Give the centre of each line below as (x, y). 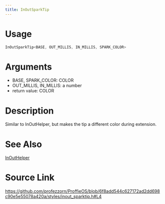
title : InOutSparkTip (27, 10)
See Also (24, 144)
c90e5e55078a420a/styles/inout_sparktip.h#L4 (54, 197)
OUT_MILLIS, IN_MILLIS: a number (47, 86)
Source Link (30, 178)
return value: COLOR (33, 91)
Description (29, 111)
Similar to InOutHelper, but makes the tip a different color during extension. (81, 124)
